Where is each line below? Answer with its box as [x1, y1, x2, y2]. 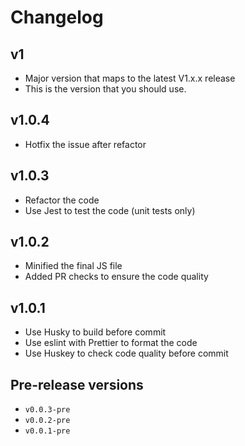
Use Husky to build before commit [24, 326, 167, 338]
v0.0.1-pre [24, 426, 71, 436]
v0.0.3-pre [24, 405, 71, 415]
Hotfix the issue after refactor [24, 138, 147, 150]
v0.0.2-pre [24, 416, 71, 426]
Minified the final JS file [24, 260, 123, 272]
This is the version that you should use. [24, 83, 187, 95]
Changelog [10, 6, 104, 29]
